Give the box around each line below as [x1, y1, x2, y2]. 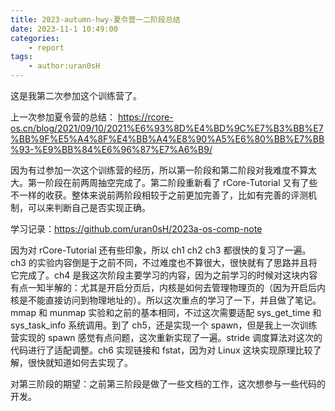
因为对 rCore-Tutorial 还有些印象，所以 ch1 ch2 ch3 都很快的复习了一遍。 [10, 244, 312, 256]
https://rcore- [117, 111, 174, 123]
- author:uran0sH [28, 61, 101, 71]
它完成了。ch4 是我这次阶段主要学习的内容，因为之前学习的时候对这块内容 [10, 269, 318, 281]
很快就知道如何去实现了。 [27, 357, 133, 368]
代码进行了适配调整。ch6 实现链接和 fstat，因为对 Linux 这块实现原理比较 [10, 344, 313, 356]
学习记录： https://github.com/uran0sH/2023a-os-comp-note [10, 223, 263, 235]
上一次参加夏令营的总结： [10, 111, 116, 123]
